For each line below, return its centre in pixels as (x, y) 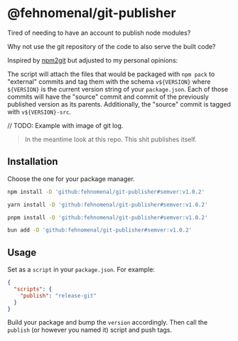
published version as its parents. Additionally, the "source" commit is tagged (119, 104)
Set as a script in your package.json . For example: (81, 270)
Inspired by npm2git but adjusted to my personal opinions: (93, 60)
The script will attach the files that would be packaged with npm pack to (111, 74)
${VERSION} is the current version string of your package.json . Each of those (118, 89)
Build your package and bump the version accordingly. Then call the (108, 323)
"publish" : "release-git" (59, 296)
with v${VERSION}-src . (39, 112)
